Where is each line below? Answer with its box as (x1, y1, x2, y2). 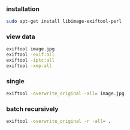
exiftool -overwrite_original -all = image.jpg (6, 90, 125, 97)
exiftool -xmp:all (6, 63, 52, 69)
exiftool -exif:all (6, 52, 55, 58)
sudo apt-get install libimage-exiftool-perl (6, 19, 122, 25)
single (6, 77, 25, 85)
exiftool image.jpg (6, 46, 55, 52)
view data (6, 32, 35, 41)
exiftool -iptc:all (6, 58, 55, 64)
